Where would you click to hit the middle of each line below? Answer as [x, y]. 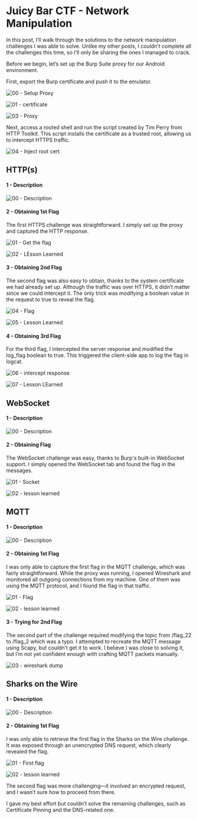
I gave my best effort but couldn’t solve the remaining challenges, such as [96, 803]
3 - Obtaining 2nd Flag [34, 268]
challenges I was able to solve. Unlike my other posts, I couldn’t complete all [99, 46]
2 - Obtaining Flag [29, 445]
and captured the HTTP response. [47, 231]
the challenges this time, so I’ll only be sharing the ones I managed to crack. [98, 52]
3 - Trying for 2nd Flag [34, 622]
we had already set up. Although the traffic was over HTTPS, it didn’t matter [98, 287]
